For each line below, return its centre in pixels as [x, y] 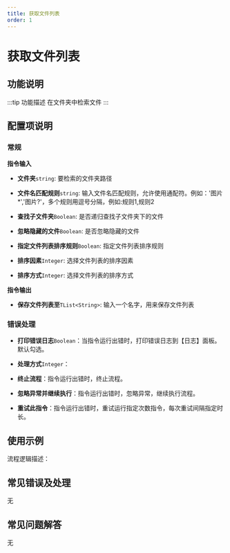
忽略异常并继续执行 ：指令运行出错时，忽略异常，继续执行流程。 [108, 393]
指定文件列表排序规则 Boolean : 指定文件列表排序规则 [90, 246]
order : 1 [20, 20]
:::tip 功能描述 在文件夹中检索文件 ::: [58, 102]
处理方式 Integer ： [43, 364]
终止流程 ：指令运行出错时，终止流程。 [71, 379]
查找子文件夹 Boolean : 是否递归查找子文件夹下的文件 [90, 217]
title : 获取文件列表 [33, 13]
